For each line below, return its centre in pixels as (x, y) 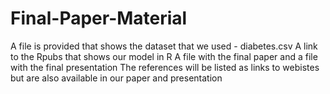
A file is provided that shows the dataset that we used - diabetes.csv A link (164, 46)
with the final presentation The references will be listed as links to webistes (165, 67)
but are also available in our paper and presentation (116, 78)
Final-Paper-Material (99, 18)
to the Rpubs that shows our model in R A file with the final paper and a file (164, 56)
